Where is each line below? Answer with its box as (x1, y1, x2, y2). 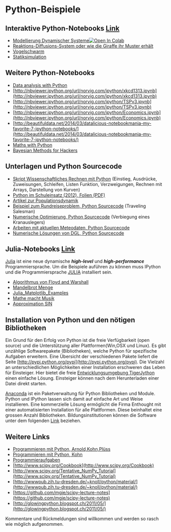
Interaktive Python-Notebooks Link (5, 24, 120, 33)
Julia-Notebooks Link (5, 245, 76, 253)
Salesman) (12, 208, 36, 214)
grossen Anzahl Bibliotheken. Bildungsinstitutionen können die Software (5, 412, 157, 419)
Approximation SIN (12, 300, 53, 307)
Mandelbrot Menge (12, 285, 54, 291)
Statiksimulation (12, 54, 47, 60)
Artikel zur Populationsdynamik (12, 197, 79, 203)
